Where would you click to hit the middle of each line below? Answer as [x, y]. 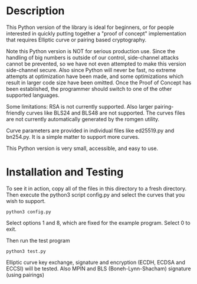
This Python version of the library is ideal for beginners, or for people [90, 27]
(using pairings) [25, 275]
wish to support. [26, 201]
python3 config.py [29, 212]
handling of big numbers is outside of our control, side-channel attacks [92, 57]
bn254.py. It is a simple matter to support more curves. [73, 136]
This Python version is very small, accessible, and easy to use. [82, 148]
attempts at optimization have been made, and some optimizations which [95, 76]
